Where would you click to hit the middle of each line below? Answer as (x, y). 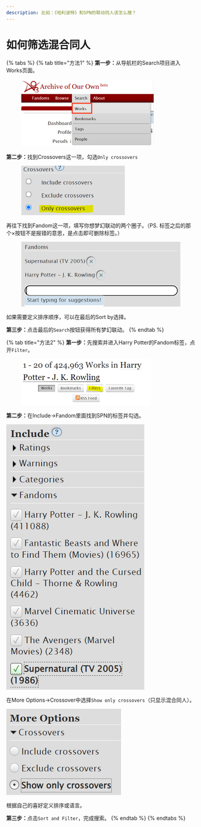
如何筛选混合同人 (49, 45)
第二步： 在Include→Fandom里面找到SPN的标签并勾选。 (75, 415)
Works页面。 (22, 70)
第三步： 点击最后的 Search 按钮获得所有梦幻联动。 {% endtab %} (85, 330)
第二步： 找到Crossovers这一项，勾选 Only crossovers (72, 157)
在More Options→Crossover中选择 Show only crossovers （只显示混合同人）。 (100, 700)
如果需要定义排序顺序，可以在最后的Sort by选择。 (68, 317)
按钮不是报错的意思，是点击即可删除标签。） (69, 233)
